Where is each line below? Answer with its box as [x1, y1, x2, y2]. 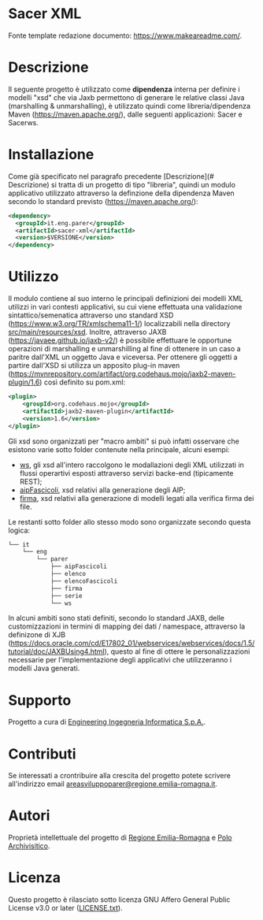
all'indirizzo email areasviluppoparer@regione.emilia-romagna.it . [8, 779, 218, 788]
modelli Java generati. [8, 663, 80, 673]
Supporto [8, 691, 72, 709]
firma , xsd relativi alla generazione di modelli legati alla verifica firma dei [19, 493, 254, 503]
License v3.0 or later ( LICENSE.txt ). [8, 903, 124, 913]
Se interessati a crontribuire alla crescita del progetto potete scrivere [8, 771, 231, 781]
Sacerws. [8, 117, 39, 127]
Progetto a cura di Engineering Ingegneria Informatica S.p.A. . [8, 718, 206, 727]
